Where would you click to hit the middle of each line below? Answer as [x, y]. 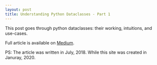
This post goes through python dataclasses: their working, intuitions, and [79, 28]
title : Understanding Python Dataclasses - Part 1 [58, 14]
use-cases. [16, 33]
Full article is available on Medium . [40, 43]
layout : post [18, 10]
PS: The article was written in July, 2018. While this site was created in [76, 52]
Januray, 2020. [20, 57]
